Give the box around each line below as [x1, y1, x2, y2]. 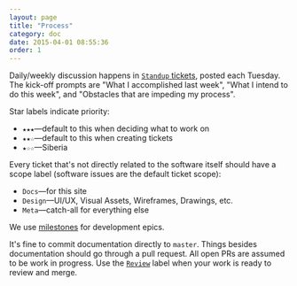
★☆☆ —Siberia [21, 143, 68, 153]
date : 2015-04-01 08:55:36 [9, 37, 109, 47]
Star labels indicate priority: [9, 106, 110, 117]
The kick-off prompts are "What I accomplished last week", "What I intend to [9, 80, 288, 90]
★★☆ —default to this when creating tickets [21, 133, 173, 143]
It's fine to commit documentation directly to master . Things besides [9, 239, 257, 250]
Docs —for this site [21, 186, 87, 197]
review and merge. [9, 267, 78, 278]
